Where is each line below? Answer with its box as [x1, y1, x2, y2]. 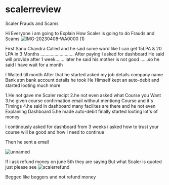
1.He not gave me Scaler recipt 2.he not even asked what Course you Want [5, 92, 161, 98]
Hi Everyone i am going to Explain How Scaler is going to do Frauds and [5, 30, 155, 36]
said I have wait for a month [5, 61, 63, 68]
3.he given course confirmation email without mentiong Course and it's [5, 98, 153, 104]
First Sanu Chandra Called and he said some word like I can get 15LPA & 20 [5, 45, 162, 51]
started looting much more [5, 82, 61, 88]
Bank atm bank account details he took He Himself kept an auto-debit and [5, 77, 159, 83]
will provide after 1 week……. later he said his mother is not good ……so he [5, 56, 160, 62]
